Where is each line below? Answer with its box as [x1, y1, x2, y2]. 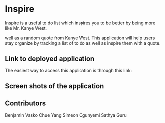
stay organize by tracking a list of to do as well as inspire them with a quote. [5, 40, 161, 46]
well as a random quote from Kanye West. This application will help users [5, 35, 155, 41]
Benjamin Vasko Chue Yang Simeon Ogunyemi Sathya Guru [5, 112, 127, 118]
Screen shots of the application [5, 82, 104, 90]
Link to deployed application [5, 55, 95, 63]
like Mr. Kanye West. [5, 25, 47, 31]
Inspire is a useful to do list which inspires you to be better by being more [5, 20, 156, 26]
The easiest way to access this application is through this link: [5, 67, 132, 73]
